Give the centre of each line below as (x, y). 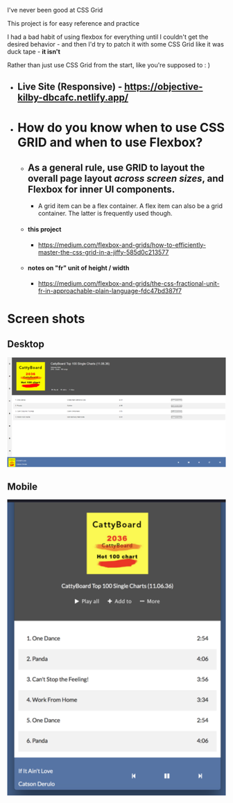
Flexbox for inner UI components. (101, 189)
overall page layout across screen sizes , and (126, 179)
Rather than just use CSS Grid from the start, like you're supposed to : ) (109, 65)
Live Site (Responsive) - (70, 87)
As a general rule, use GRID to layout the (116, 167)
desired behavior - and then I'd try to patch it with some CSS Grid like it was (115, 44)
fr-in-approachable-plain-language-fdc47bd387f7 (110, 291)
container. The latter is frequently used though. (105, 214)
